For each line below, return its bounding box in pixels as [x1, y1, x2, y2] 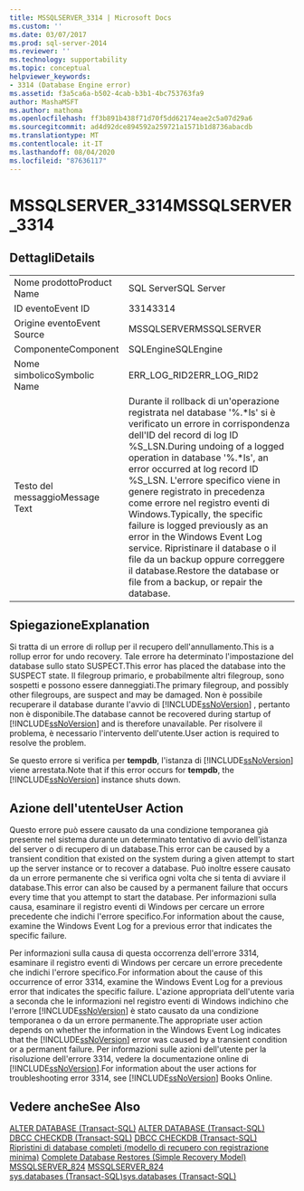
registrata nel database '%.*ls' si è [128, 406, 276, 419]
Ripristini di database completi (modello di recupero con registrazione [9, 1141, 270, 1153]
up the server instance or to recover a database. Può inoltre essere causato [9, 863, 291, 874]
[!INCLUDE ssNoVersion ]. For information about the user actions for [9, 1063, 257, 1074]
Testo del [14, 479, 53, 492]
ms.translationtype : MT [9, 131, 100, 140]
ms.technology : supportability [9, 55, 128, 64]
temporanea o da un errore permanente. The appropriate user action [9, 1015, 263, 1026]
